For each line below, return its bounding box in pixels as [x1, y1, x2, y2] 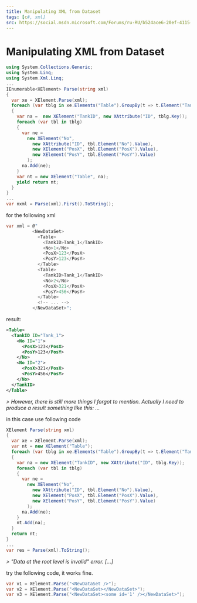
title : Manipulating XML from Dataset [6, 8, 101, 15]
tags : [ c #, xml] [6, 14, 46, 20]
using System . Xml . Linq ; [6, 75, 64, 81]
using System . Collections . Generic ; [6, 64, 93, 71]
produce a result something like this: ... [6, 404, 100, 411]
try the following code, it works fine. [6, 569, 93, 577]
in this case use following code [6, 415, 81, 422]
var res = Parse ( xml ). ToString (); [6, 547, 91, 553]
